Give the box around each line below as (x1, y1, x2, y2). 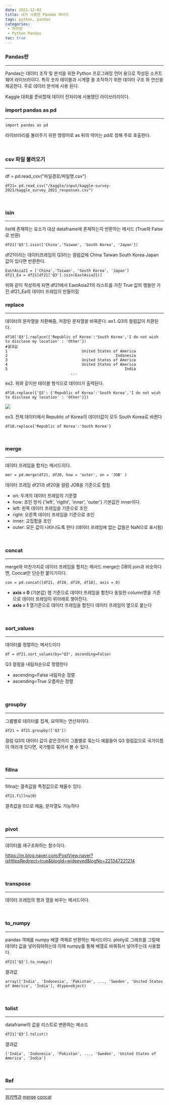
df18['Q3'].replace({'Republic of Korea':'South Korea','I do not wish (5, 334, 158, 340)
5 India (5, 367, 136, 372)
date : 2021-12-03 (5, 7, 42, 13)
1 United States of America (5, 349, 136, 354)
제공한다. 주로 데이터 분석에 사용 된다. (5, 83, 79, 89)
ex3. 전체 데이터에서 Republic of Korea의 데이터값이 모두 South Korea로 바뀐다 (5, 414, 162, 420)
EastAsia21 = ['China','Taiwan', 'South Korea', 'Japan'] (5, 268, 129, 273)
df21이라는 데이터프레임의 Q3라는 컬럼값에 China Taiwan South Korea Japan (5, 252, 159, 258)
